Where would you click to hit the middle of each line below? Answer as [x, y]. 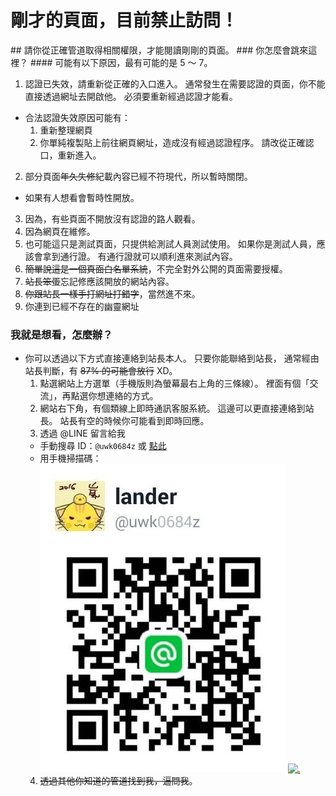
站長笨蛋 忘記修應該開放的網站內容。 [99, 281]
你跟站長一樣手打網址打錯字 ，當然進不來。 [112, 293]
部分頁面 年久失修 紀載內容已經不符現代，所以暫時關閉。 [138, 176]
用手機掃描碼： [70, 458]
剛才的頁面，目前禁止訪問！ [124, 20]
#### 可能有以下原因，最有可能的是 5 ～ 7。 [121, 62]
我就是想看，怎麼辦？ [61, 334]
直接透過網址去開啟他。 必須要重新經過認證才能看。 [131, 96]
